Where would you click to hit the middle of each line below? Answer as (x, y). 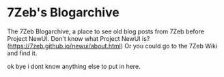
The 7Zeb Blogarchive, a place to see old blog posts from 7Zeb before (106, 31)
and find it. (22, 53)
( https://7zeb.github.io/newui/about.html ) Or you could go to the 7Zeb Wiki (112, 46)
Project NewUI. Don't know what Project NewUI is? (79, 38)
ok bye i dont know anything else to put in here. (74, 66)
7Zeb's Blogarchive (63, 13)
